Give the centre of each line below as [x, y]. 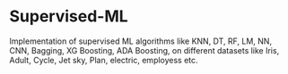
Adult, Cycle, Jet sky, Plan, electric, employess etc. [104, 60]
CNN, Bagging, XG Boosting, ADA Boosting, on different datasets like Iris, [144, 50]
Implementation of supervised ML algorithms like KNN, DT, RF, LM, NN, [140, 41]
